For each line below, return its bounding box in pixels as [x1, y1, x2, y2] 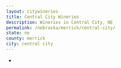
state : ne [6, 30, 30, 36]
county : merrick [6, 35, 45, 41]
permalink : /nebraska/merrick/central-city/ [6, 24, 116, 31]
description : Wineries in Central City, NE [6, 19, 113, 25]
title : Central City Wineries [6, 14, 80, 20]
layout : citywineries [6, 8, 59, 15]
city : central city [6, 41, 54, 47]
